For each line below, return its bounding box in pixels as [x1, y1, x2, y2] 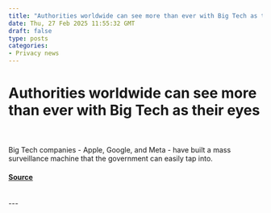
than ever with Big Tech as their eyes [8, 102, 261, 119]
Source [8, 172, 34, 182]
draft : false [8, 27, 52, 35]
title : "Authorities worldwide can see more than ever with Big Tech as [8, 11, 258, 20]
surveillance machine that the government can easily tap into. [8, 153, 214, 163]
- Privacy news [8, 49, 60, 57]
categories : [8, 42, 48, 50]
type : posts [8, 34, 48, 43]
